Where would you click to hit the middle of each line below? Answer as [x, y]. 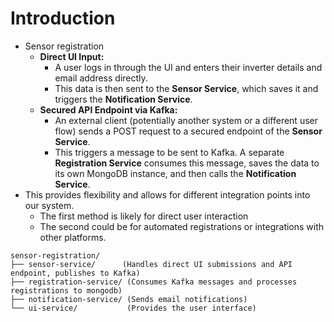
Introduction [63, 18]
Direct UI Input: [72, 56]
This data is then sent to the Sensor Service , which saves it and [186, 88]
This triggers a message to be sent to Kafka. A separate [169, 152]
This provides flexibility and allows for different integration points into [167, 194]
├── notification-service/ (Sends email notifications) [129, 299]
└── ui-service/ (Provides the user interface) [133, 308]
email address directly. [101, 78]
